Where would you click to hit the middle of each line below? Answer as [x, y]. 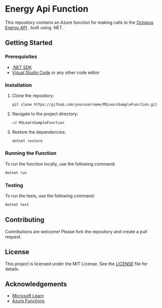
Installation [19, 85]
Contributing [25, 220]
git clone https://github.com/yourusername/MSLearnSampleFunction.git [85, 104]
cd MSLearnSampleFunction [38, 122]
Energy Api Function [47, 9]
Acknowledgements [36, 284]
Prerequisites [21, 57]
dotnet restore [27, 141]
